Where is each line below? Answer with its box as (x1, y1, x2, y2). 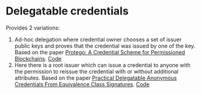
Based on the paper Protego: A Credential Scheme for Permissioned (14, 48, 185, 55)
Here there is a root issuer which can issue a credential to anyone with (14, 61, 191, 69)
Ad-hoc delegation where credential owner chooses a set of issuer (14, 36, 182, 43)
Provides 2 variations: (5, 24, 60, 31)
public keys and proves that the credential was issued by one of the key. (14, 42, 196, 49)
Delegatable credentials (5, 4, 129, 18)
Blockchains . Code (14, 55, 62, 62)
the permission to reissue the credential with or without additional (14, 67, 179, 75)
